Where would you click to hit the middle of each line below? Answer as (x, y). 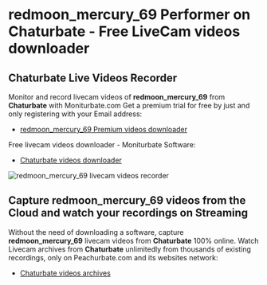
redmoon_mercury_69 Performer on (130, 15)
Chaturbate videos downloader (71, 160)
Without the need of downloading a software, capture (96, 232)
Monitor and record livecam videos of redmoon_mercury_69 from (117, 97)
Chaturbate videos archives (65, 273)
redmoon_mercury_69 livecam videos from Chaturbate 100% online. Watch (133, 240)
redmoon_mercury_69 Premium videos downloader (104, 129)
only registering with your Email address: (75, 114)
